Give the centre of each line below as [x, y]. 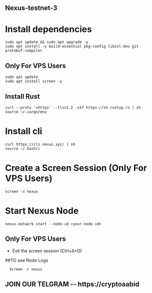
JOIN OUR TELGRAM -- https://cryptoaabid [72, 284]
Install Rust [22, 96]
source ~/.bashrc [23, 148]
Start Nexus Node [42, 211]
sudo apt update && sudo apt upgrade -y [47, 42]
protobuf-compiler [24, 51]
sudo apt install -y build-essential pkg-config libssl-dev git [72, 47]
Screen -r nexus [26, 269]
